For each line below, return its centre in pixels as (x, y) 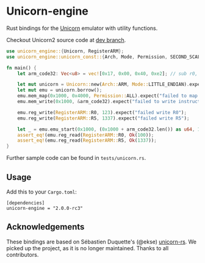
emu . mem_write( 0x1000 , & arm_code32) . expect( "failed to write (96, 102)
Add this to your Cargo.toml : (42, 192)
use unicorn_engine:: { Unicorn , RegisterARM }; (65, 51)
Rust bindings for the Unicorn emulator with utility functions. (82, 28)
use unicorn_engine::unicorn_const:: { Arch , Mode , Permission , (87, 57)
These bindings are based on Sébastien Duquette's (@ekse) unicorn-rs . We (102, 242)
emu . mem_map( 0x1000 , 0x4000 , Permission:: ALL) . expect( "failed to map (108, 96)
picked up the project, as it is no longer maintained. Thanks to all (88, 248)
